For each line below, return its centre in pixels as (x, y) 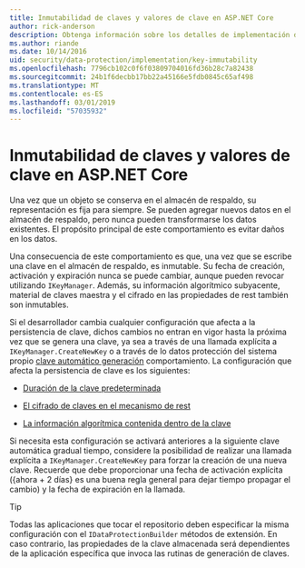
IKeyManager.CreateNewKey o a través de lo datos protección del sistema (143, 352)
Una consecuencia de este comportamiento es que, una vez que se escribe (151, 256)
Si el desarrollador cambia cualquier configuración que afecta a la (133, 323)
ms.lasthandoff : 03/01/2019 (63, 102)
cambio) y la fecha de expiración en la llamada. (98, 489)
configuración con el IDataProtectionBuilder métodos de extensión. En (143, 534)
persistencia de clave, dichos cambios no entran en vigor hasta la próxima (148, 332)
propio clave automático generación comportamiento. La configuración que (151, 361)
